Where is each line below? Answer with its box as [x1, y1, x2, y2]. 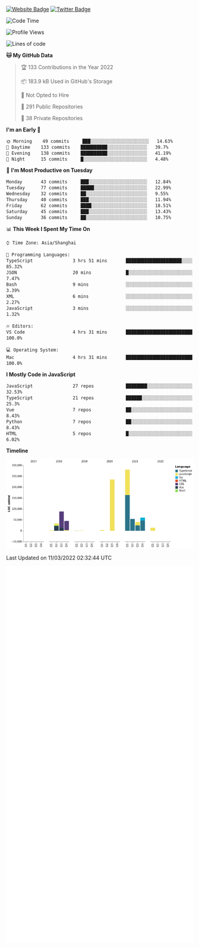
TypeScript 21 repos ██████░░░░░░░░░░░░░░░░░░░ [6, 395, 193, 401]
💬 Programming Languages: [6, 252, 70, 258]
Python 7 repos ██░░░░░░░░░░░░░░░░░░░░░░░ [6, 419, 193, 425]
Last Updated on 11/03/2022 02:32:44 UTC [6, 554, 112, 561]
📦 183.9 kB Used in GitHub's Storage [20, 78, 113, 85]
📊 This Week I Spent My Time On [6, 226, 90, 232]
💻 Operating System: [6, 347, 59, 353]
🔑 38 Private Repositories [20, 115, 83, 121]
